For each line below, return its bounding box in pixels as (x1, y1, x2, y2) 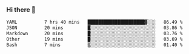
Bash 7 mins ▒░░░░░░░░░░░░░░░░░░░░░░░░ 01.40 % (6, 42, 183, 48)
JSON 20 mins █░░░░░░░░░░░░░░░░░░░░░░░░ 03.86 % (6, 25, 183, 31)
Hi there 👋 (6, 5, 36, 14)
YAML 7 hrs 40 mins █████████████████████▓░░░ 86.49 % (6, 19, 183, 25)
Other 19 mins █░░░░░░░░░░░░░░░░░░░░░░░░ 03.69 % (6, 36, 183, 42)
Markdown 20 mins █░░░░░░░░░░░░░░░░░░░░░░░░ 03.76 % (6, 30, 183, 37)
